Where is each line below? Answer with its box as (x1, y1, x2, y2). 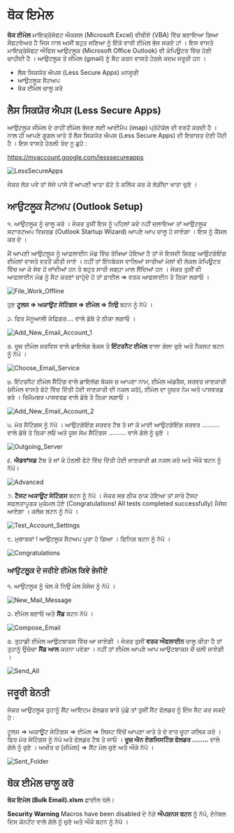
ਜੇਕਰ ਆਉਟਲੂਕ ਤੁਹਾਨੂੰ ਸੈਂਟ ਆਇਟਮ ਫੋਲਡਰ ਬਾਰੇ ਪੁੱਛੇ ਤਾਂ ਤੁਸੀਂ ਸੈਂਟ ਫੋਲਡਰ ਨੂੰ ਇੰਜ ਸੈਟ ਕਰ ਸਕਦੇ (7, 705, 226, 713)
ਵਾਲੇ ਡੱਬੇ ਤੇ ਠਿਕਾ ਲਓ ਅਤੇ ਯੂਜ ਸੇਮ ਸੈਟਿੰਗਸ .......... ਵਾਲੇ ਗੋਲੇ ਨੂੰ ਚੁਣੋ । (7, 428, 170, 436)
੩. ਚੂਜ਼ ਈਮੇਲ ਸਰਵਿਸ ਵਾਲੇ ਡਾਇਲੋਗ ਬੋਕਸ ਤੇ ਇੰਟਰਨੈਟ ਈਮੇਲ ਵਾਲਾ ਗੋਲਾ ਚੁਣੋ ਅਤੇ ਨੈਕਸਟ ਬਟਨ (7, 341, 225, 350)
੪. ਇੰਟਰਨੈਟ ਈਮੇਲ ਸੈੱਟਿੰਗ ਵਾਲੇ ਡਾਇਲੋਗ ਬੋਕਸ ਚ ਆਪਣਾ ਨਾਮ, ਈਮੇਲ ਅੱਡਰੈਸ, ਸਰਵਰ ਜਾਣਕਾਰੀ (7, 377, 227, 385)
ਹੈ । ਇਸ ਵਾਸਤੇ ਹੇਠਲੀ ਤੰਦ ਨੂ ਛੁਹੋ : (7, 138, 87, 147)
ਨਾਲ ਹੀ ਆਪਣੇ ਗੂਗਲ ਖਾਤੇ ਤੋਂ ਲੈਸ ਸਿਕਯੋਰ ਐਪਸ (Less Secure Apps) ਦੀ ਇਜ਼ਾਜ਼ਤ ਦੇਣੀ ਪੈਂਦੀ (7, 131, 227, 139)
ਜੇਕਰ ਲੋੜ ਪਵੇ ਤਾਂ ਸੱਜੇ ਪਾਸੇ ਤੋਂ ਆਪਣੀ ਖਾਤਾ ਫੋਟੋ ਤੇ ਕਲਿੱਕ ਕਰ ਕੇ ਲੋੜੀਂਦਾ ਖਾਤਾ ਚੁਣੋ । (7, 180, 198, 188)
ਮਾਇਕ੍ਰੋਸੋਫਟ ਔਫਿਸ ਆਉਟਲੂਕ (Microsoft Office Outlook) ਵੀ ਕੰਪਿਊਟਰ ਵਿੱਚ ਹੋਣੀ (7, 46, 212, 55)
